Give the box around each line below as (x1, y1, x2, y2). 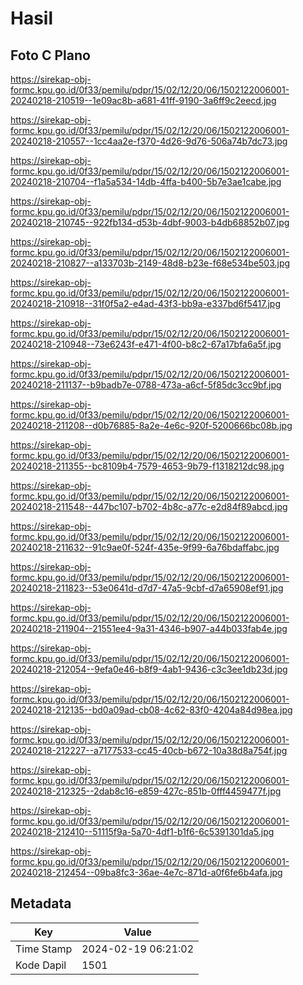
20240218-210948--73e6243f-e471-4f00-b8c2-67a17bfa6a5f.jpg (10, 338, 282, 350)
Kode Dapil (15, 958, 67, 972)
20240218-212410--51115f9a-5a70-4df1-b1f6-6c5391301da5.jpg (10, 826, 275, 837)
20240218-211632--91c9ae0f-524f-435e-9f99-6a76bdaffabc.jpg (10, 542, 280, 553)
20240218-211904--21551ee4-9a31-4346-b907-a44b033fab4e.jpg (10, 623, 288, 634)
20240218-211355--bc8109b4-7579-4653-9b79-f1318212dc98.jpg (10, 460, 285, 472)
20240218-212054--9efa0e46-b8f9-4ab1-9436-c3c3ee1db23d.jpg (10, 663, 288, 675)
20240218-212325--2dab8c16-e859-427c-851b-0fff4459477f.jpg (10, 785, 282, 797)
